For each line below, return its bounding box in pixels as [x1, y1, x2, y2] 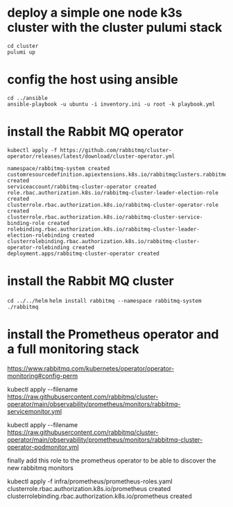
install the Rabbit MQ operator [7, 124, 184, 140]
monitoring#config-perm [7, 372, 78, 380]
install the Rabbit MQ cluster [7, 273, 175, 289]
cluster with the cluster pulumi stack [7, 19, 223, 35]
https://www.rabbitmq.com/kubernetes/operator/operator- [7, 364, 175, 372]
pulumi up [7, 49, 36, 56]
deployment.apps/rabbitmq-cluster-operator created [7, 250, 159, 257]
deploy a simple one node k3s [7, 5, 182, 21]
